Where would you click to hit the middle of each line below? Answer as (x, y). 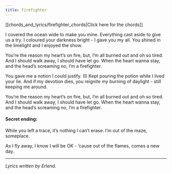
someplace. (18, 136)
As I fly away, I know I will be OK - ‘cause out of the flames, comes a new (82, 145)
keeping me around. (26, 87)
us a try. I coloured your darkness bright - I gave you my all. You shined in (83, 40)
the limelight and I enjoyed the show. (44, 45)
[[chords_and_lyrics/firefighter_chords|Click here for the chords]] (74, 24)
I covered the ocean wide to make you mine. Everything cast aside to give (83, 34)
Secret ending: (21, 119)
